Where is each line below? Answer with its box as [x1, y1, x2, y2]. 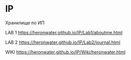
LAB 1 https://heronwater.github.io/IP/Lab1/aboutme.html [5, 29, 122, 35]
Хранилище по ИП [5, 20, 45, 26]
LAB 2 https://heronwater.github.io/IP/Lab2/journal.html [5, 39, 121, 45]
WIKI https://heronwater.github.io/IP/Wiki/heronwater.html [5, 49, 126, 55]
